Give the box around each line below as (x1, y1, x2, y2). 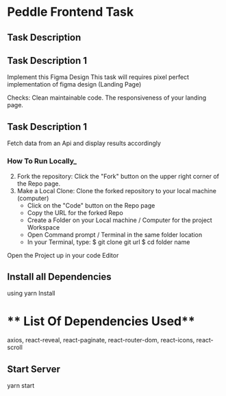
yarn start (7, 382, 35, 390)
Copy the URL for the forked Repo (27, 208, 123, 217)
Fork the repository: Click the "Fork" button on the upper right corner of (16, 172, 220, 180)
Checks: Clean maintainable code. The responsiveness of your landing (7, 93, 207, 102)
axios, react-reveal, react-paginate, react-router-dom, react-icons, (7, 336, 195, 344)
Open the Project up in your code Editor (7, 251, 119, 259)
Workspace (27, 223, 60, 231)
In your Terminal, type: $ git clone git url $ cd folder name (27, 238, 190, 246)
